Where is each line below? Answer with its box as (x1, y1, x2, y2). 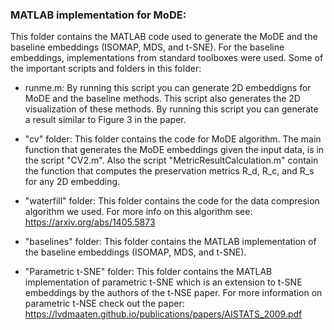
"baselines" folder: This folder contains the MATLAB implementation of (24, 236, 317, 248)
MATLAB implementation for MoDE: (10, 8, 187, 22)
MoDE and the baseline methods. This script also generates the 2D (24, 93, 301, 105)
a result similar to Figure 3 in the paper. (24, 114, 187, 126)
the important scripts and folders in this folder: (10, 63, 202, 75)
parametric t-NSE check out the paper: (24, 298, 185, 310)
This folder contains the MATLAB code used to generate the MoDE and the (10, 31, 318, 43)
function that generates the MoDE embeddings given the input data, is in (24, 144, 325, 156)
